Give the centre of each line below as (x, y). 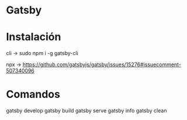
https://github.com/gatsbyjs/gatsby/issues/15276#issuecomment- (102, 64)
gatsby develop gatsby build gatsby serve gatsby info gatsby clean (86, 111)
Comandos (33, 95)
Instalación (34, 37)
